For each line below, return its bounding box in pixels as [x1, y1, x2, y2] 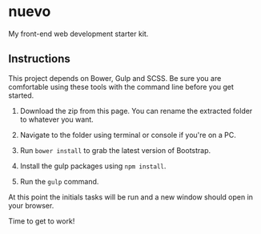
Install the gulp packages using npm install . [19, 161, 167, 171]
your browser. [8, 200, 54, 210]
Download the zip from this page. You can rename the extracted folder [19, 106, 253, 115]
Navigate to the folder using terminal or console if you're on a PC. [19, 130, 236, 139]
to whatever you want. [19, 115, 94, 124]
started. [8, 91, 34, 100]
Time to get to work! [8, 216, 75, 226]
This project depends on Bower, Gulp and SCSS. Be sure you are [8, 73, 222, 83]
